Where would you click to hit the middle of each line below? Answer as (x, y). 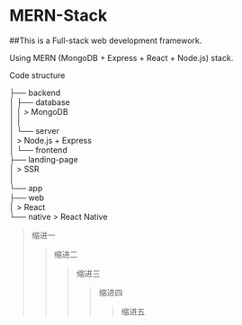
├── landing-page (44, 159)
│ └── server (35, 130)
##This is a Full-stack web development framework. (106, 40)
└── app (26, 188)
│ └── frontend (38, 150)
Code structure (37, 75)
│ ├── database (40, 102)
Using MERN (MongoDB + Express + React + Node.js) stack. (121, 57)
